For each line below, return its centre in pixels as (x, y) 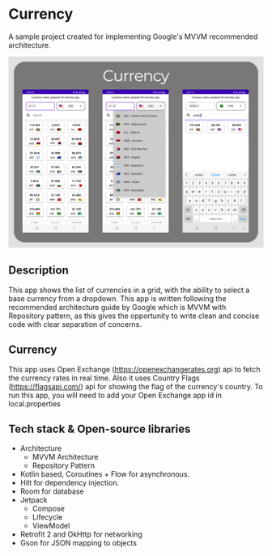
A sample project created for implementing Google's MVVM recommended (133, 36)
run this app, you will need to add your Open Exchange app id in (115, 395)
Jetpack (34, 500)
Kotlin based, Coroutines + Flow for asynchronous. (105, 474)
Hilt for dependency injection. (70, 483)
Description (38, 271)
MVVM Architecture (65, 457)
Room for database (52, 491)
